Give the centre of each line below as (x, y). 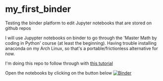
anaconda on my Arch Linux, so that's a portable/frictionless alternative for (82, 48)
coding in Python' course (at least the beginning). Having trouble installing (81, 43)
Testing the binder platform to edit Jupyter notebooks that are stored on (79, 23)
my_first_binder (38, 9)
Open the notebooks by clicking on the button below (59, 73)
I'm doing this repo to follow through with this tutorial (59, 63)
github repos (18, 28)
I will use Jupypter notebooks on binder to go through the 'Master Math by (81, 38)
